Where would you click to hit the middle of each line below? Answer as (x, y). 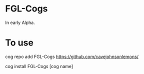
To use (19, 43)
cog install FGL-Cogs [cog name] (39, 66)
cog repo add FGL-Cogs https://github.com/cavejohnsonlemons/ (72, 56)
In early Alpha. (20, 22)
